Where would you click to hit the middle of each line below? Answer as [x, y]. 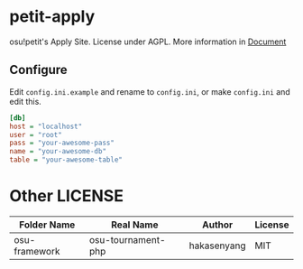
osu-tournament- [127, 239]
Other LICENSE [67, 196]
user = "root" [36, 134]
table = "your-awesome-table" [66, 160]
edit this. [26, 101]
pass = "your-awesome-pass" [62, 143]
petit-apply [52, 17]
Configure [38, 70]
